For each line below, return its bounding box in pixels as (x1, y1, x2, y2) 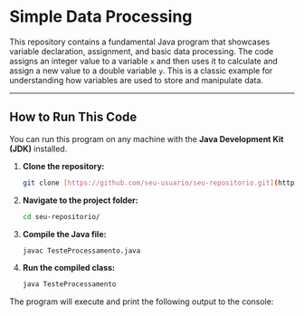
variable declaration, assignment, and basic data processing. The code (9, 45, 274, 56)
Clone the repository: (22, 160, 105, 171)
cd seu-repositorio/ (22, 212, 100, 221)
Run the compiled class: (22, 263, 116, 273)
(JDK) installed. (9, 143, 68, 154)
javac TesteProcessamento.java (22, 246, 141, 255)
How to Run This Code (9, 110, 138, 125)
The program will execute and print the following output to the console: (9, 296, 274, 307)
